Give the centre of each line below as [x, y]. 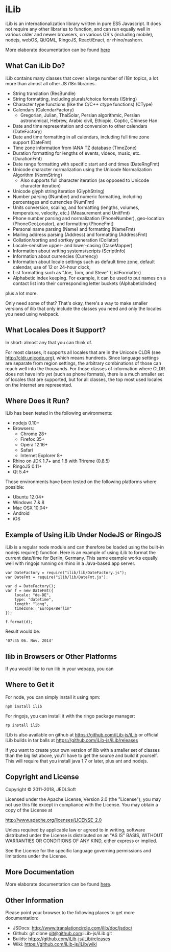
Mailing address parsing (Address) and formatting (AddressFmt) [80, 234]
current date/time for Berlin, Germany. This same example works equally [81, 558]
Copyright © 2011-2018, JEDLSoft [41, 789]
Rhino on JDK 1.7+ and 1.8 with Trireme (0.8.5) [61, 461]
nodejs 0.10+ [26, 423]
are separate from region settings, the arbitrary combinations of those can [83, 363]
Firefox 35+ [32, 439]
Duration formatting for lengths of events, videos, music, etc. [77, 153]
